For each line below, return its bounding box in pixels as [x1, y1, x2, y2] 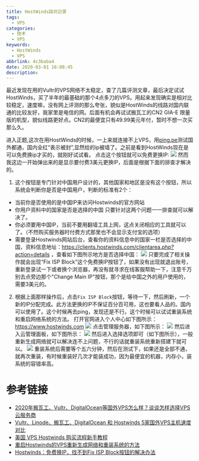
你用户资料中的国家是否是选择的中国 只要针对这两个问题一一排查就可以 [14, 206, 188, 214]
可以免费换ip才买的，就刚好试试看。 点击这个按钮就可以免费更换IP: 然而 [6, 151, 189, 158]
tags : [6, 14, 20, 20]
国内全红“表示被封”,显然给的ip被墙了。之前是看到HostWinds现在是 [26, 144, 189, 151]
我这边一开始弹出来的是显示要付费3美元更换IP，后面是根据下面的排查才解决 [6, 159, 191, 166]
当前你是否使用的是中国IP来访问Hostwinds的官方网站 [14, 199, 145, 206]
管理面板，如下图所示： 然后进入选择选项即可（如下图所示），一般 [25, 331, 193, 338]
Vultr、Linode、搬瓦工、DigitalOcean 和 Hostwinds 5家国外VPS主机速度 [14, 419, 192, 426]
